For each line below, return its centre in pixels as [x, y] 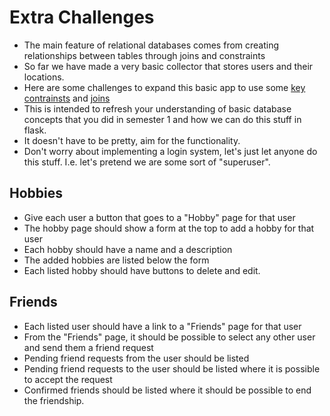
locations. [44, 77]
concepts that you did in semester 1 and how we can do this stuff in [162, 119]
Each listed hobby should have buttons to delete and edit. [142, 270]
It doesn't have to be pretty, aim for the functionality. [132, 140]
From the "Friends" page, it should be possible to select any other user [169, 337]
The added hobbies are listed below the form [116, 260]
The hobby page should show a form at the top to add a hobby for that [169, 228]
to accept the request [68, 379]
